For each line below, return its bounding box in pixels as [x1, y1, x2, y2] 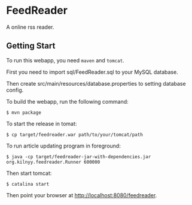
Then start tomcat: [6, 169, 52, 177]
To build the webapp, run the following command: [6, 98, 129, 105]
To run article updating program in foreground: [6, 142, 121, 149]
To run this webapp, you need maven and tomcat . [6, 56, 124, 64]
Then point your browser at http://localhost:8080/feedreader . [6, 191, 157, 198]
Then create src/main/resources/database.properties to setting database [6, 80, 187, 87]
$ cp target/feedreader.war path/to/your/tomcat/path [6, 131, 144, 138]
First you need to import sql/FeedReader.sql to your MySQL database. [6, 68, 178, 76]
